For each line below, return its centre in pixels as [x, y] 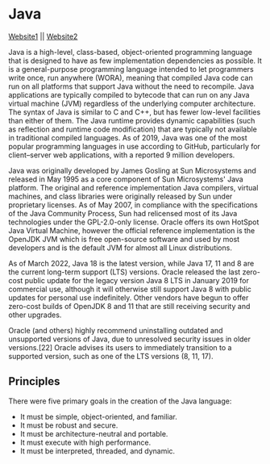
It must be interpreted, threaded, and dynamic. [98, 451]
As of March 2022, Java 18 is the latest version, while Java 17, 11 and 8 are [131, 263]
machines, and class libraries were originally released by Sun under [120, 196]
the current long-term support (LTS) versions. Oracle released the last [125, 272]
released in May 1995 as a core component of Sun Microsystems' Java [126, 179]
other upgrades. [35, 315]
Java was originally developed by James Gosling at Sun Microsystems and [132, 170]
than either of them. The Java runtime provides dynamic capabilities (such [132, 120]
